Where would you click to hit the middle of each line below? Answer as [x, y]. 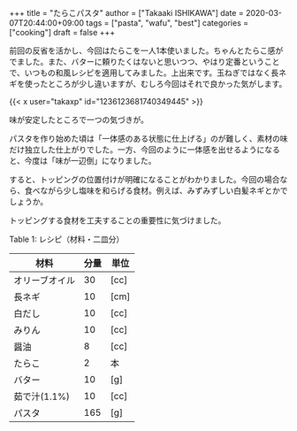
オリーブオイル [45, 280]
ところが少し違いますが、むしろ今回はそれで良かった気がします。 [167, 84]
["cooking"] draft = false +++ [62, 32]
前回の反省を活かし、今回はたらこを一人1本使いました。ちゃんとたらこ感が [146, 50]
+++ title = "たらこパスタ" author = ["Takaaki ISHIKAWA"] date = [127, 13]
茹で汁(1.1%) [42, 396]
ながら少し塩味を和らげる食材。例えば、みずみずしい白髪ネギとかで [164, 190]
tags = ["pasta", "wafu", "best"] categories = [168, 23]
